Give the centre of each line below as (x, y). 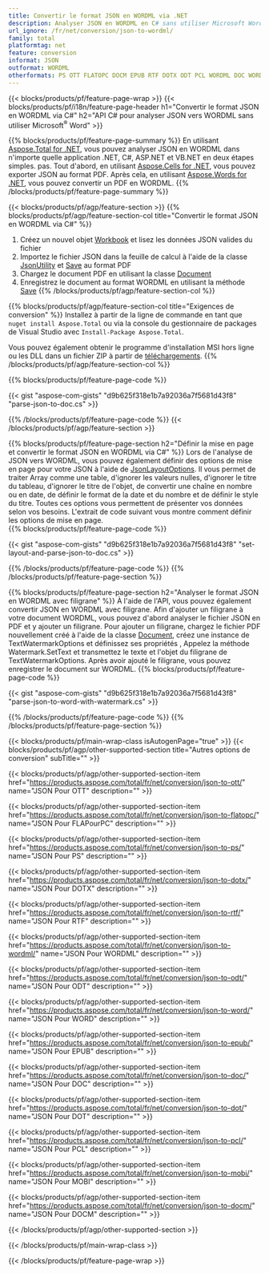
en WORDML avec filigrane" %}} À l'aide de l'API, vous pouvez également (130, 601)
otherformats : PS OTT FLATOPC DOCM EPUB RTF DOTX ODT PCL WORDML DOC (127, 75)
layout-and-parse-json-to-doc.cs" (65, 553)
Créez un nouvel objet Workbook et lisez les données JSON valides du (137, 240)
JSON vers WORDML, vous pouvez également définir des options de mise (130, 461)
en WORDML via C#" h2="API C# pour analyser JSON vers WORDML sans (131, 115)
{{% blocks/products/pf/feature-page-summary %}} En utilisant (114, 140)
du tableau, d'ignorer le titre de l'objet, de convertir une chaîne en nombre (130, 487)
